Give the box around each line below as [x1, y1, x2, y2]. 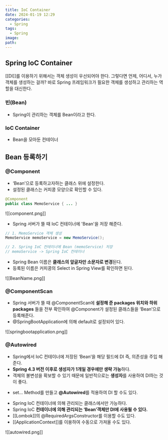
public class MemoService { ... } [5, 201, 78, 206]
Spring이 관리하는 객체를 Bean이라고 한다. [12, 111, 96, 117]
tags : [5, 26, 17, 31]
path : [5, 40, 17, 45]
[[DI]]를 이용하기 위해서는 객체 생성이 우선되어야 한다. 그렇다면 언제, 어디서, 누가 [5, 72, 162, 79]
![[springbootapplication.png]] [5, 329, 68, 335]
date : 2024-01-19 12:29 [5, 12, 55, 17]
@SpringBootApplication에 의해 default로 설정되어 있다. [12, 319, 125, 325]
